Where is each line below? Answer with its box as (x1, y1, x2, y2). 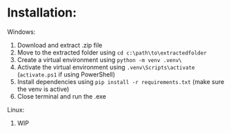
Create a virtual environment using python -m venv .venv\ (17, 55, 182, 63)
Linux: (7, 105, 25, 114)
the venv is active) (17, 85, 70, 93)
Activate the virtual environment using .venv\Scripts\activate (17, 63, 195, 71)
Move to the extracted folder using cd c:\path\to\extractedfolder (17, 48, 207, 57)
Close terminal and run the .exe (17, 92, 107, 101)
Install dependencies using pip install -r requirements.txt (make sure (17, 77, 225, 85)
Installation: (7, 5, 77, 21)
